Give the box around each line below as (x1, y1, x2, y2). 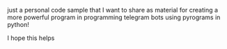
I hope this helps (7, 34, 55, 42)
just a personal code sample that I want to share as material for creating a (7, 6, 218, 14)
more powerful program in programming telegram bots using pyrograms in (7, 13, 221, 21)
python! (7, 21, 29, 28)
